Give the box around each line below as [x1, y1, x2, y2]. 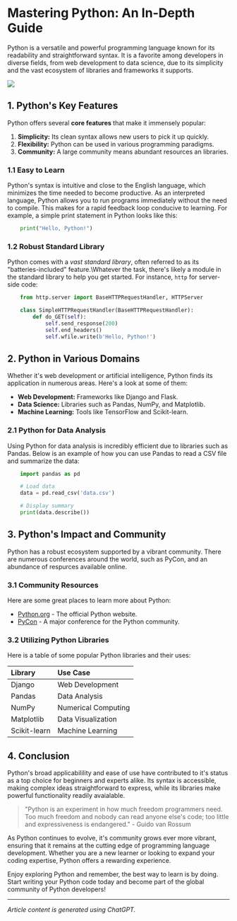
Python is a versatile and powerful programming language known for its [7, 43, 215, 52]
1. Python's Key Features [7, 100, 119, 112]
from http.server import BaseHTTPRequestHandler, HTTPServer [20, 294, 203, 302]
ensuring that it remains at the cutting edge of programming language [7, 841, 210, 850]
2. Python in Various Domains [7, 353, 140, 365]
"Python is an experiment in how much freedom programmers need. [24, 805, 223, 813]
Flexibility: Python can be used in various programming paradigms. [17, 139, 214, 148]
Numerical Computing [57, 703, 130, 713]
